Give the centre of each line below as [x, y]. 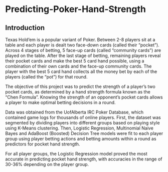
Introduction [25, 28]
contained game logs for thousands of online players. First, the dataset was [83, 117]
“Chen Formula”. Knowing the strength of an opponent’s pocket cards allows [84, 97]
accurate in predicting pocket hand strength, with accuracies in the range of [84, 159]
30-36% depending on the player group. [47, 164]
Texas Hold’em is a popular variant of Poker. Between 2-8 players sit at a [80, 39]
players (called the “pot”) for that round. [46, 77]
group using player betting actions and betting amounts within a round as [81, 139]
